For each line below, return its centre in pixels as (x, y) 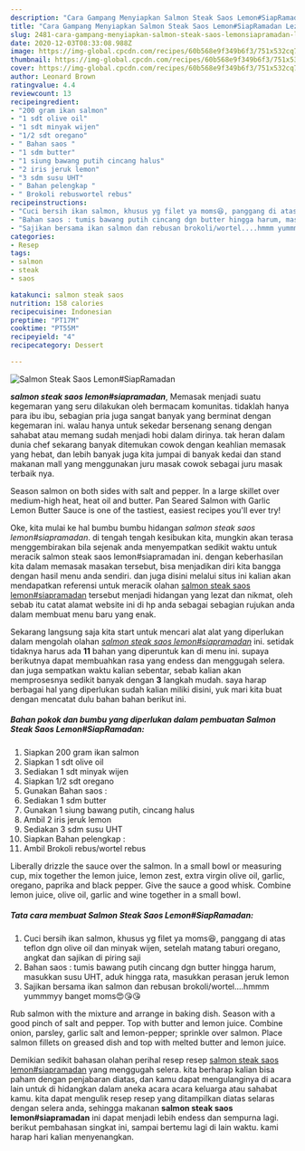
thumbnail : (31, 60)
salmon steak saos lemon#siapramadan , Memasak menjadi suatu (136, 396)
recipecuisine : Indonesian (61, 312)
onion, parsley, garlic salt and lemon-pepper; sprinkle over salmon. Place (147, 1032)
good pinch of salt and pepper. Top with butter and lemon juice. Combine (147, 1023)
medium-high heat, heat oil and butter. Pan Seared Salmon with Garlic (140, 500)
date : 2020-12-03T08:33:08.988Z (71, 43)
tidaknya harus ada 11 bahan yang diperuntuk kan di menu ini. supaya (140, 651)
